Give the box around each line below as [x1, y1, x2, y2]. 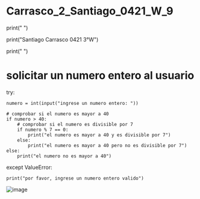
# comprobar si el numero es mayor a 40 [6, 110, 110, 117]
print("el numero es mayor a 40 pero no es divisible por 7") [28, 142, 187, 148]
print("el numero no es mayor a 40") [17, 153, 112, 159]
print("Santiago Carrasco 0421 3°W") [6, 36, 99, 43]
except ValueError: [6, 163, 52, 171]
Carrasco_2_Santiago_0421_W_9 [6, 4, 173, 18]
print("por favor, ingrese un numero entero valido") [6, 175, 145, 182]
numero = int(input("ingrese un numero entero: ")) [6, 100, 139, 106]
